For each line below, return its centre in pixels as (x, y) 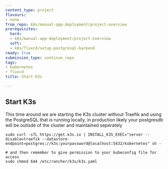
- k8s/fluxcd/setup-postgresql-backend (52, 48)
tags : (11, 62)
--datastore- (56, 139)
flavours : (16, 15)
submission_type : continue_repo (40, 58)
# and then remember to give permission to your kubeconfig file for (81, 152)
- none (12, 19)
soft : (16, 44)
